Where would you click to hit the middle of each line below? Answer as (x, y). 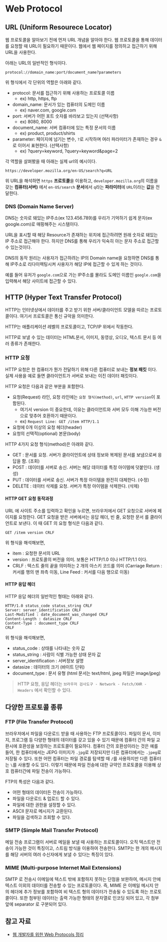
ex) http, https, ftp (38, 98)
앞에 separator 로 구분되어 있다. (36, 904)
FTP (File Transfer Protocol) (39, 722)
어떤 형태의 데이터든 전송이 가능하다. (48, 792)
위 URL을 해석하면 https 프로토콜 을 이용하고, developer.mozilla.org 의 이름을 (82, 181)
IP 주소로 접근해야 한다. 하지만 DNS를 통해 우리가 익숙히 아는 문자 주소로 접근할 (82, 241)
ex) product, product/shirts (48, 133)
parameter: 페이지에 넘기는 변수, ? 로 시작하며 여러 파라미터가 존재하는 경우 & (87, 139)
